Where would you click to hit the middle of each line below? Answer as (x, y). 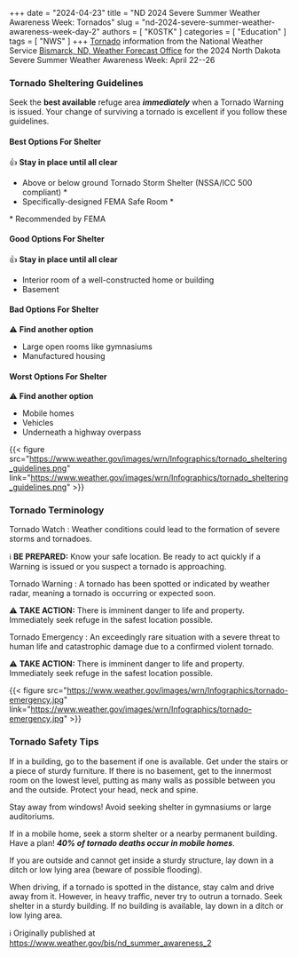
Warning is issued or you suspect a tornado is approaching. (118, 567)
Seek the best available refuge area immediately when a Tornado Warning (146, 102)
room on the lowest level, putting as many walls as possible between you (142, 780)
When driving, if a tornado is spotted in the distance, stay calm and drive (142, 887)
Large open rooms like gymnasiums (87, 347)
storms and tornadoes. (51, 539)
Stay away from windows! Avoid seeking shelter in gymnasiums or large (141, 807)
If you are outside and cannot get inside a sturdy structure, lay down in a (141, 860)
